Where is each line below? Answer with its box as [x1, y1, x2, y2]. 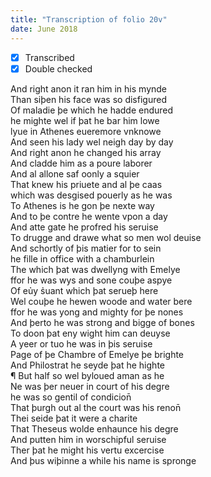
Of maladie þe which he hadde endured [10, 104, 174, 116]
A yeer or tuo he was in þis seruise [10, 337, 153, 350]
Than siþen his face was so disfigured [10, 93, 167, 105]
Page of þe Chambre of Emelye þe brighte [10, 348, 185, 360]
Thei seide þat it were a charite [10, 412, 138, 424]
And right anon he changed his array [10, 146, 162, 158]
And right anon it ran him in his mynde [10, 82, 168, 95]
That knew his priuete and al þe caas [10, 178, 163, 190]
